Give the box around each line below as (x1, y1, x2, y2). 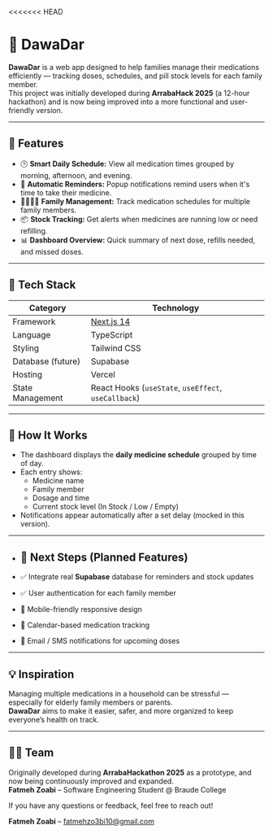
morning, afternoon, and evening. (19, 170, 132, 180)
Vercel (90, 369, 115, 380)
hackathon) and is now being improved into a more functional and (8, 97, 229, 107)
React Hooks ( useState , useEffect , (90, 382, 223, 393)
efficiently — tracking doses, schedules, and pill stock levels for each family (8, 71, 262, 81)
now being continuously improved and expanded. (8, 776, 175, 786)
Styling (12, 342, 39, 353)
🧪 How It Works (8, 428, 88, 442)
